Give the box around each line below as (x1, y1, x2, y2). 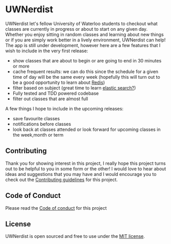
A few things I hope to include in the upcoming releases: (5, 105, 124, 112)
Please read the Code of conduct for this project (5, 205, 107, 211)
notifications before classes (12, 121, 71, 127)
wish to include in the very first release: (5, 48, 88, 54)
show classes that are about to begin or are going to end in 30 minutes (12, 57, 162, 63)
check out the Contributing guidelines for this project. (5, 176, 118, 183)
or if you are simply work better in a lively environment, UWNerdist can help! (5, 37, 166, 43)
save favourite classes (12, 115, 60, 121)
